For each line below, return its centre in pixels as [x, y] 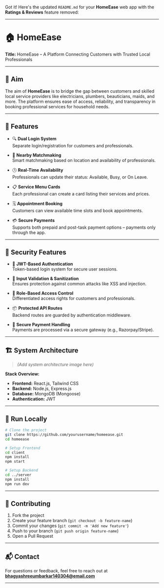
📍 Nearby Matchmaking [37, 155]
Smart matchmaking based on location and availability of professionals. [84, 160]
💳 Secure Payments [33, 220]
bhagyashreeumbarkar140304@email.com [50, 576]
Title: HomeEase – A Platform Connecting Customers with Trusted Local [78, 54]
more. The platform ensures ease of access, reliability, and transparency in [80, 101]
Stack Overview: [22, 374]
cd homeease [17, 439]
